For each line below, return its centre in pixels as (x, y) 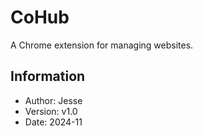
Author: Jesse (53, 100)
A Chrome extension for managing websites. (102, 45)
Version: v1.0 (51, 111)
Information (48, 76)
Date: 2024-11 (53, 122)
